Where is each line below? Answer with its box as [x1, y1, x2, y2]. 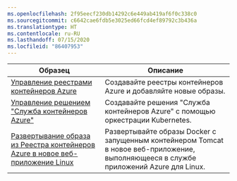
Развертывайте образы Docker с [104, 127, 217, 136]
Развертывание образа [11, 131, 91, 141]
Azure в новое [11, 149, 60, 158]
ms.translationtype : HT [7, 23, 78, 30]
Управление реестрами [11, 77, 92, 87]
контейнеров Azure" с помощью [104, 106, 216, 116]
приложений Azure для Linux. [104, 162, 206, 171]
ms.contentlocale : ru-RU [7, 30, 80, 37]
